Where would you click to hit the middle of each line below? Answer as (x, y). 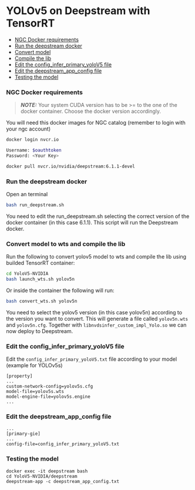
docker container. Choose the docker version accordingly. (91, 111)
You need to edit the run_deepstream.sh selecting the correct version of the (98, 216)
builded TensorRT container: (41, 263)
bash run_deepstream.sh (35, 205)
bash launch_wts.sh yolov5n (41, 279)
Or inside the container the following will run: (60, 290)
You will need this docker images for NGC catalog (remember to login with (96, 123)
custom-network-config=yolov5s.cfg (50, 387)
